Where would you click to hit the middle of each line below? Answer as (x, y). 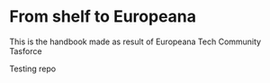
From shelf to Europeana (103, 17)
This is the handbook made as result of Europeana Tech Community (135, 41)
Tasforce (26, 51)
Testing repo (33, 69)
